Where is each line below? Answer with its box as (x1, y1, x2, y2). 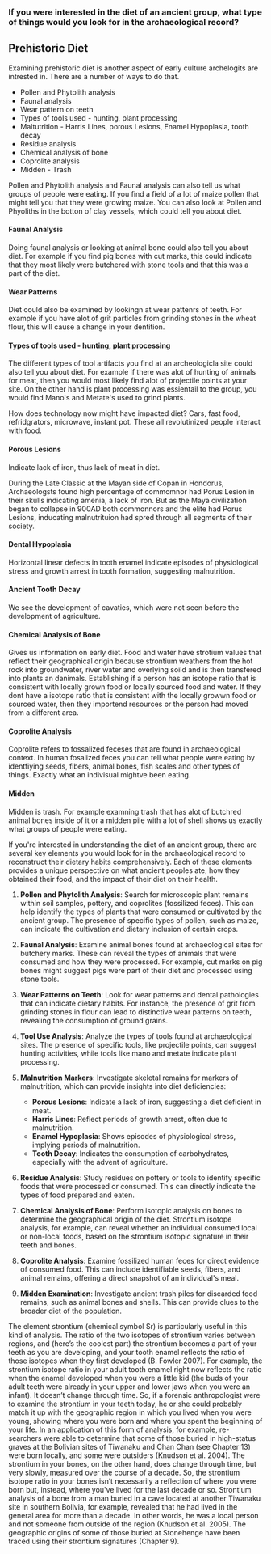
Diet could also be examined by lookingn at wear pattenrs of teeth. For (8, 305, 242, 315)
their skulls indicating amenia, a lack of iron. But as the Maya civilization (8, 495, 248, 505)
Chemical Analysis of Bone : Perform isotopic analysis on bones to (19, 1205, 243, 1215)
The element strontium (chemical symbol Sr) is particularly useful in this (8, 1321, 248, 1331)
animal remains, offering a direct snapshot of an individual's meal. (19, 1272, 240, 1282)
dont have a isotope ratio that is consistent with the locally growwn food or (8, 691, 256, 701)
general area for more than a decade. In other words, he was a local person (8, 1510, 260, 1520)
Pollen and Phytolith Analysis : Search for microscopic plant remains (19, 889, 249, 900)
